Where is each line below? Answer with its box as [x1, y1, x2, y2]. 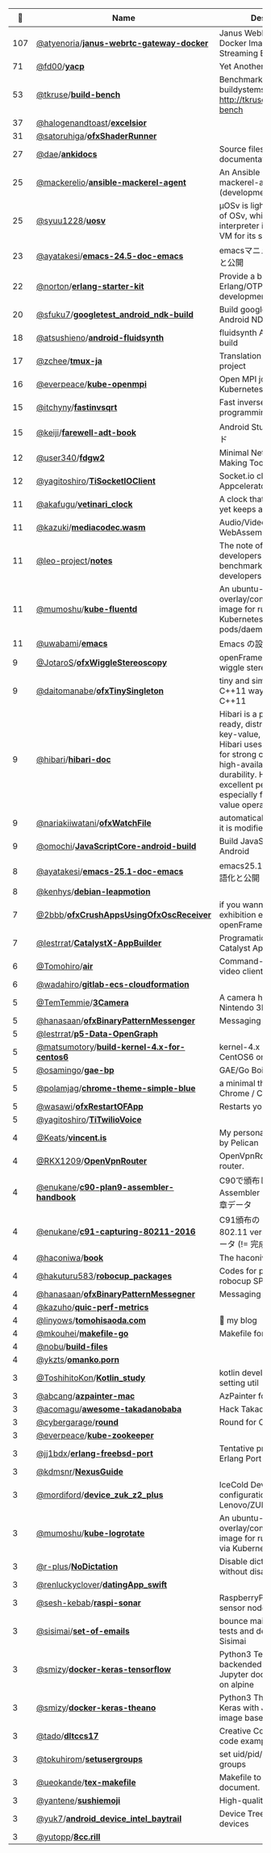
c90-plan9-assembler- [79, 1182, 175, 1193]
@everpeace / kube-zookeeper [35, 1430, 155, 1441]
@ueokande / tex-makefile [35, 1777, 136, 1788]
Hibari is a [219, 709, 257, 719]
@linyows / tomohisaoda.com [35, 1315, 147, 1326]
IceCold [219, 1479, 248, 1490]
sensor [219, 1602, 246, 1613]
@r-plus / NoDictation [35, 1561, 119, 1572]
